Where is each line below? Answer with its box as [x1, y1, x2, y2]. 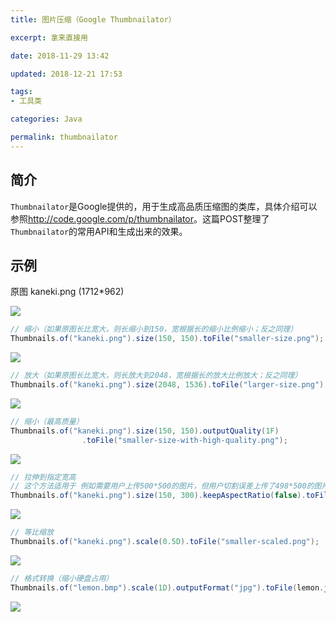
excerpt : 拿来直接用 [10, 32, 88, 43]
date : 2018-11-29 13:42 [10, 51, 110, 61]
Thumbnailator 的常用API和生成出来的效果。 [10, 225, 188, 237]
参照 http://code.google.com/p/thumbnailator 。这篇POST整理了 [10, 212, 270, 225]
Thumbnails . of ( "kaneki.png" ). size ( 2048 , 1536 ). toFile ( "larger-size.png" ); [10, 380, 329, 390]
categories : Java [10, 114, 83, 125]
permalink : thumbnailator [10, 132, 118, 142]
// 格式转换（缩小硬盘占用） [10, 573, 114, 583]
